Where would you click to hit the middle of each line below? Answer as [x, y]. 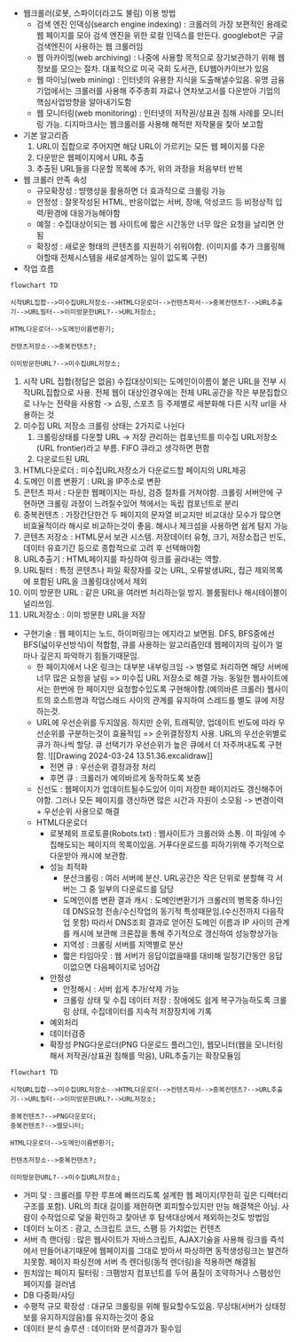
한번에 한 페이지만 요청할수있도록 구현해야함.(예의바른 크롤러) [159, 689]
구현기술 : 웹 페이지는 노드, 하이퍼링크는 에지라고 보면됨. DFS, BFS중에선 [149, 633]
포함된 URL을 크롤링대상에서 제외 [90, 581]
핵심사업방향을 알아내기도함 [84, 102]
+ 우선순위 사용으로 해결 [78, 811]
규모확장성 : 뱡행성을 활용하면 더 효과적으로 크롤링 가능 [131, 191]
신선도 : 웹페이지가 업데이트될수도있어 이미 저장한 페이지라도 [141, 789]
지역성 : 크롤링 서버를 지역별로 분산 [123, 944]
